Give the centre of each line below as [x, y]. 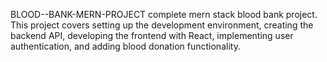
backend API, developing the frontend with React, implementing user [152, 35]
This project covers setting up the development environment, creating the [162, 25]
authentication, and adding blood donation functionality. [125, 46]
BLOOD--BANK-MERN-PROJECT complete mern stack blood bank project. [164, 14]
